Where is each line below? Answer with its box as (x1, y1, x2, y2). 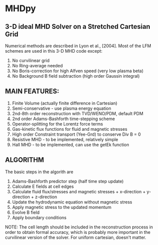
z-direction (35, 194, 57, 200)
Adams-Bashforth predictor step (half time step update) (12, 178, 124, 184)
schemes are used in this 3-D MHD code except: (5, 48, 103, 54)
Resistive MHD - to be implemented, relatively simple (12, 136, 118, 142)
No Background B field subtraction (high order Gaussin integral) (12, 73, 140, 79)
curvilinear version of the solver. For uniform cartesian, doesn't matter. (5, 234, 147, 240)
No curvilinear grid (12, 58, 50, 63)
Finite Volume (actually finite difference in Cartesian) (12, 100, 118, 106)
